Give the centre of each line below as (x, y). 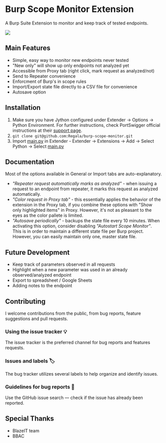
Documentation (30, 162)
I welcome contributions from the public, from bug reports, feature (73, 313)
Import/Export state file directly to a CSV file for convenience (75, 86)
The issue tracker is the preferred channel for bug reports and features (78, 343)
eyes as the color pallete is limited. (48, 215)
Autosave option (29, 92)
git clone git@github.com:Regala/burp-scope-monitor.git (73, 136)
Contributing (25, 301)
